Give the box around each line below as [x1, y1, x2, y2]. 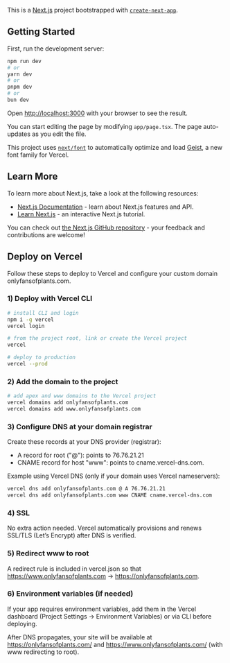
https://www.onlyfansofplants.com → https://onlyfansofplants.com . [7, 571, 200, 580]
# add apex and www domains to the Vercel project [7, 393, 157, 399]
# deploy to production [7, 354, 76, 361]
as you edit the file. [32, 130, 87, 138]
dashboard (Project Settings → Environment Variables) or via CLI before [7, 612, 212, 620]
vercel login [7, 322, 45, 329]
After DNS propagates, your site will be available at [7, 632, 152, 641]
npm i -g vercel [7, 316, 54, 323]
